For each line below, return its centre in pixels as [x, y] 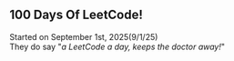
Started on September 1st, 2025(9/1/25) [84, 36]
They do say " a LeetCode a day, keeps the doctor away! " [117, 46]
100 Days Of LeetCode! [76, 15]
